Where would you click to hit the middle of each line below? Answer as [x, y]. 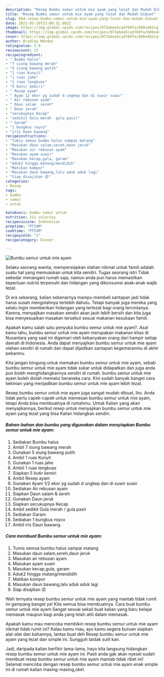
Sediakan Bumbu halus [36, 442]
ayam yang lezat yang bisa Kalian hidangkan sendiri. [58, 413]
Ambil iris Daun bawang [36, 525]
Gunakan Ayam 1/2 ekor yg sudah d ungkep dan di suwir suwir [75, 483]
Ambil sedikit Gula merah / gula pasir [49, 509]
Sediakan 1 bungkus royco [39, 520]
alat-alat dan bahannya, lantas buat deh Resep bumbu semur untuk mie [77, 634]
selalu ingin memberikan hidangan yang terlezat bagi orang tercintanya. [77, 308]
